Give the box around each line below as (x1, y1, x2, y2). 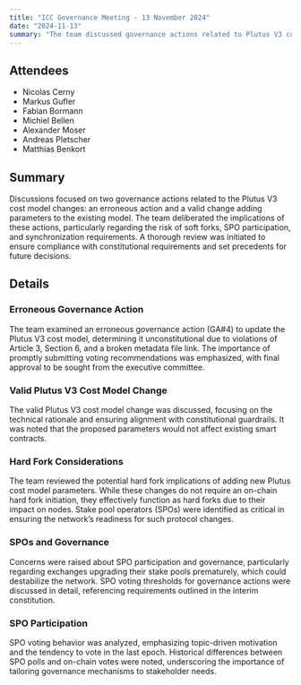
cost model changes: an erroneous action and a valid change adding (9, 203, 262, 213)
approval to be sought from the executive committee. (9, 362, 205, 372)
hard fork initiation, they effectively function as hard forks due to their (9, 494, 266, 506)
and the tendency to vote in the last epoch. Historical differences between (9, 646, 283, 657)
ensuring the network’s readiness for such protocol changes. (9, 514, 235, 525)
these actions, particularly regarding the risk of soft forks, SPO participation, (9, 222, 291, 233)
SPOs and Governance (9, 536, 110, 549)
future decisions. (9, 251, 72, 261)
